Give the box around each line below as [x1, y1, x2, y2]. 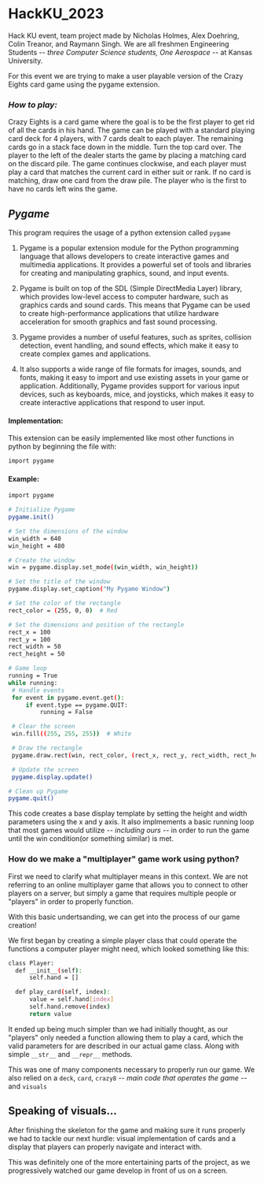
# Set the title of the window [8, 578, 111, 586]
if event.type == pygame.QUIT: [25, 701, 128, 709]
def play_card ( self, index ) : [15, 988, 111, 996]
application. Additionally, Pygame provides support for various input [19, 381, 240, 391]
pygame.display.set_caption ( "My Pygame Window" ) [8, 585, 170, 593]
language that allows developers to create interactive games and [19, 251, 229, 261]
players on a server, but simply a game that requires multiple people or [8, 888, 237, 898]
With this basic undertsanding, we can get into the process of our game [8, 912, 240, 921]
